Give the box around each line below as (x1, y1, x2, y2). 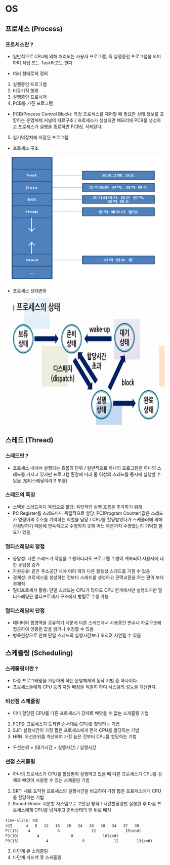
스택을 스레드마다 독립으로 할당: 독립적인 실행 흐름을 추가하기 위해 (12, 504, 143, 510)
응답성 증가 (18, 562, 40, 568)
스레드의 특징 (5, 491, 35, 499)
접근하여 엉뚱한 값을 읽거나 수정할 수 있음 (12, 626, 94, 632)
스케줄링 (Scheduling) (5, 648, 73, 657)
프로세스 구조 (12, 145, 39, 151)
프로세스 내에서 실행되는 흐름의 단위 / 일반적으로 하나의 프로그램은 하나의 (12, 465, 156, 471)
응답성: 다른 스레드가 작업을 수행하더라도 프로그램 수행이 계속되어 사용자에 (12, 555, 159, 562)
